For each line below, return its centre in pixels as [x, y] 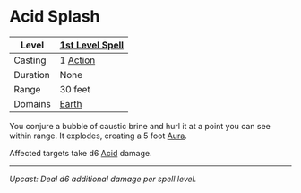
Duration [32, 75]
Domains [32, 103]
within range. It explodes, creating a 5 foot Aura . [99, 136]
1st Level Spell [91, 45]
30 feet [75, 89]
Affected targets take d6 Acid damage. [81, 153]
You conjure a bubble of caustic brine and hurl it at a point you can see [140, 126]
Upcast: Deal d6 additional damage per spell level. [103, 179]
